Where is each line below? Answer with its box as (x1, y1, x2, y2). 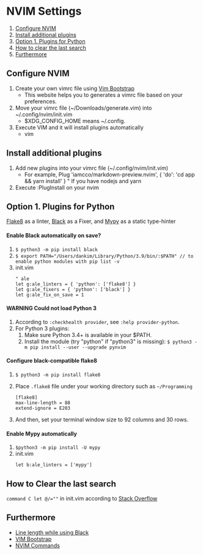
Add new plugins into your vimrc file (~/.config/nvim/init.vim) (15, 164, 169, 172)
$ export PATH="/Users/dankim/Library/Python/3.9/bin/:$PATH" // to (15, 253, 194, 259)
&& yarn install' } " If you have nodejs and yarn (24, 177, 142, 184)
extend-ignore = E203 (15, 405, 70, 411)
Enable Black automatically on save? (6, 232, 102, 239)
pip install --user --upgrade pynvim (29, 344, 127, 350)
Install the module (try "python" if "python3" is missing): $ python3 (24, 338, 193, 345)
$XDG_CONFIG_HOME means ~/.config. (24, 117, 125, 124)
